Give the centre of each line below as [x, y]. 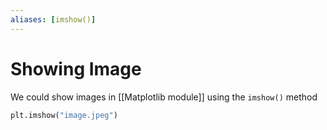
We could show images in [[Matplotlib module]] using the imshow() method [164, 97]
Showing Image [76, 68]
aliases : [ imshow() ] [53, 19]
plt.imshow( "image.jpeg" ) [64, 115]
